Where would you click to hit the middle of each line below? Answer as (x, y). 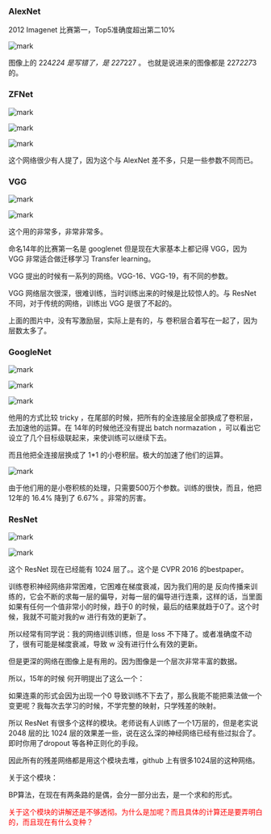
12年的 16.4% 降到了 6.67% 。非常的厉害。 (79, 498)
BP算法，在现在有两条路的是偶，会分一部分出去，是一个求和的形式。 (123, 795)
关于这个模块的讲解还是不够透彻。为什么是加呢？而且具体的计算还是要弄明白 (135, 812)
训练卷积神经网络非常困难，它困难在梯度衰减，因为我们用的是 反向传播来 (129, 586)
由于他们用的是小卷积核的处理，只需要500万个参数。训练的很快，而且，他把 (135, 488)
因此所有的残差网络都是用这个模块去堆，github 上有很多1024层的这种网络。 (134, 760)
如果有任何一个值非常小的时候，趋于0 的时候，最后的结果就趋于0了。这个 (130, 607)
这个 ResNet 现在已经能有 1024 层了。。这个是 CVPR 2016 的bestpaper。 (128, 569)
